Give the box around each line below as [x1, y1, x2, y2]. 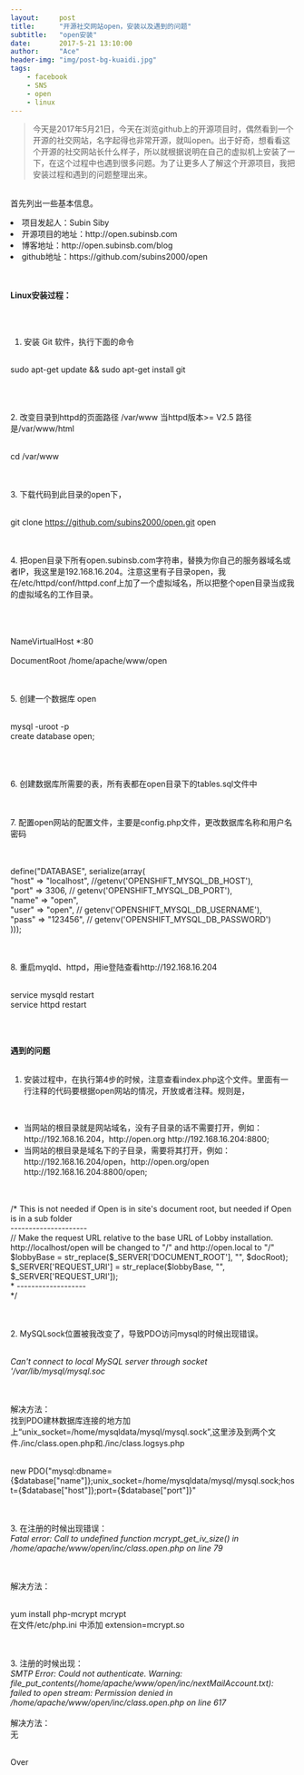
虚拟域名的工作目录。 [17, 589, 98, 600]
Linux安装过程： [10, 290, 72, 301]
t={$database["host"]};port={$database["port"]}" [10, 1485, 197, 1496]
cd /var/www [10, 451, 60, 462]
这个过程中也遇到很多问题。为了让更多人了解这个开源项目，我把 [56, 158, 296, 169]
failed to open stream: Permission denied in [10, 1688, 173, 1699]
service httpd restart [10, 1000, 87, 1011]
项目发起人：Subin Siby [22, 217, 110, 228]
